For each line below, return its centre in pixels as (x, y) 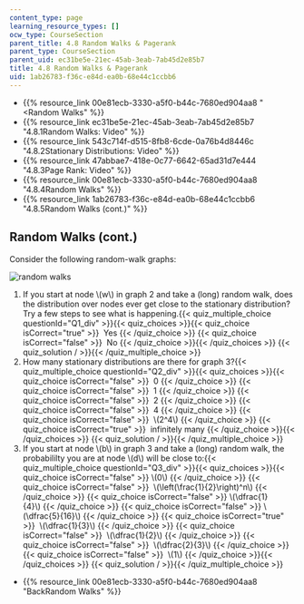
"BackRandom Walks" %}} (72, 591)
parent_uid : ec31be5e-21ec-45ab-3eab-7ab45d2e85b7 (107, 60)
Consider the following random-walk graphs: (93, 258)
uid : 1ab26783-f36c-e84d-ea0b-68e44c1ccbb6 (93, 77)
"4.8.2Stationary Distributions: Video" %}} (101, 151)
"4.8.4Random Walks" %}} (72, 189)
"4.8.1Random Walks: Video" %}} (83, 132)
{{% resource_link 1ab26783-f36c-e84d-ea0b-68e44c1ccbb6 (139, 199)
